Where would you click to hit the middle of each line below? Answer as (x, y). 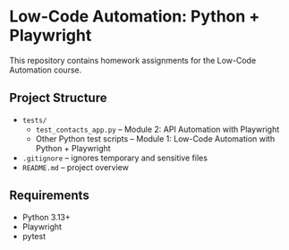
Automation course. (46, 70)
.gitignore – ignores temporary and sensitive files (115, 158)
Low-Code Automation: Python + (135, 17)
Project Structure (58, 98)
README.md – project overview (76, 167)
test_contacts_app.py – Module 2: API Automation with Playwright (157, 129)
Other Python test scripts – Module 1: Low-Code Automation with (155, 138)
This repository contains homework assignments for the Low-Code (133, 60)
